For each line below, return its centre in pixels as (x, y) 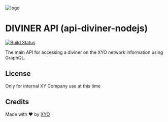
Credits (17, 102)
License (18, 74)
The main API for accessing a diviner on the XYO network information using (84, 52)
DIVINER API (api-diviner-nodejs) (77, 28)
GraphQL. (15, 57)
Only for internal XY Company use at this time (53, 86)
